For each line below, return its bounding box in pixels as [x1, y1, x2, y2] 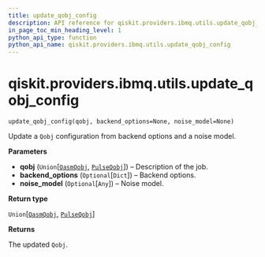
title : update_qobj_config [8, 11, 97, 20]
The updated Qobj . [8, 240, 69, 249]
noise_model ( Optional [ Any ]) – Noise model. [19, 179, 164, 188]
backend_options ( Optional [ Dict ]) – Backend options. [19, 170, 196, 180]
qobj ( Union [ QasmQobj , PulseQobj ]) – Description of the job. [19, 162, 209, 172]
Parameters [8, 147, 47, 156]
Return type [8, 194, 49, 203]
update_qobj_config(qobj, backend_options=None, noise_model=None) [8, 117, 235, 126]
